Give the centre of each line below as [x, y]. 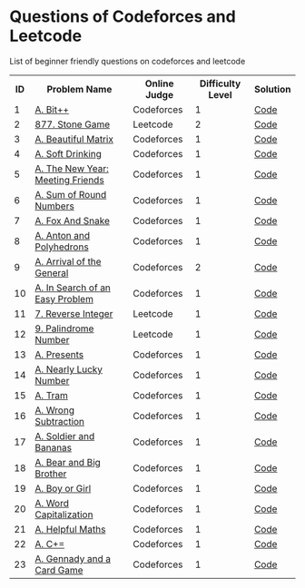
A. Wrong [55, 410]
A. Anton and [63, 235]
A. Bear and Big [68, 462]
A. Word [52, 503]
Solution [272, 89]
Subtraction [59, 421]
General [52, 272]
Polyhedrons [62, 247]
